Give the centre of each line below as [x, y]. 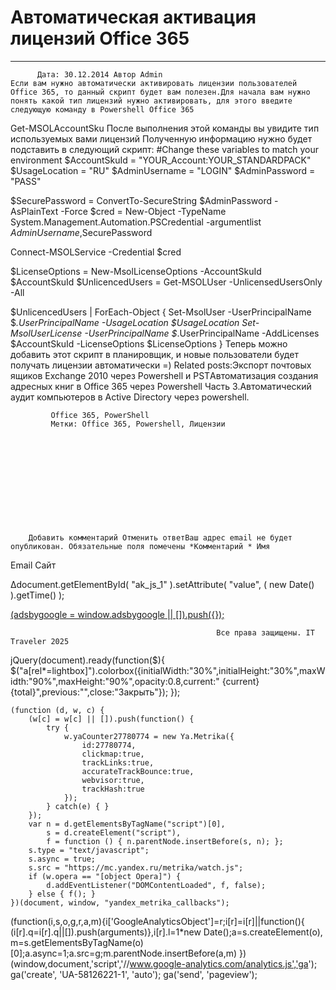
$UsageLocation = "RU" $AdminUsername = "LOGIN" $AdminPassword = [163, 170]
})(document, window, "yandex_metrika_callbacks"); [120, 902]
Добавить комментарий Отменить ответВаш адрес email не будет [160, 537]
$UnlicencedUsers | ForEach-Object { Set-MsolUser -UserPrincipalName [161, 312]
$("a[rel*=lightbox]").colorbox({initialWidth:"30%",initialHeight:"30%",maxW [168, 670]
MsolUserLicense [46, 333]
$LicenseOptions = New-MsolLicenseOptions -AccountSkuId [136, 271]
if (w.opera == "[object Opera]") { [105, 876]
